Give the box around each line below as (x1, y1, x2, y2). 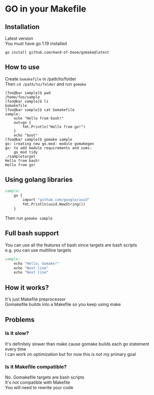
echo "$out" (14, 133, 38, 137)
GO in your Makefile (5, 3, 86, 15)
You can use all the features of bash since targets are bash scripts (5, 242, 137, 248)
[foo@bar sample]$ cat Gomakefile (5, 107, 75, 112)
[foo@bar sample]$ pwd (5, 91, 51, 95)
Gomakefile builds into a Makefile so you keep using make (5, 302, 121, 307)
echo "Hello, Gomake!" (14, 261, 60, 266)
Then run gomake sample (5, 215, 53, 221)
